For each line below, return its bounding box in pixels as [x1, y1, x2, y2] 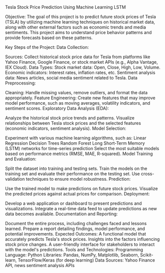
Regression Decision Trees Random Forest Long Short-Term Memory [5, 140, 145, 146]
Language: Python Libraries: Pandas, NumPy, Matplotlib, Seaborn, [5, 252, 139, 258]
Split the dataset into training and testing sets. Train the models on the [5, 165, 148, 171]
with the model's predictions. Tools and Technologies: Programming [5, 247, 143, 252]
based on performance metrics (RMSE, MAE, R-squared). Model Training [5, 151, 153, 156]
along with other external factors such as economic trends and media [5, 24, 146, 30]
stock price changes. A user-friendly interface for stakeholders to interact [5, 241, 155, 247]
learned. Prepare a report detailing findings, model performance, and [5, 226, 145, 232]
